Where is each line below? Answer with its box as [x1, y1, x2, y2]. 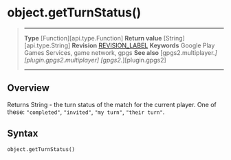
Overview [7, 82, 50, 94]
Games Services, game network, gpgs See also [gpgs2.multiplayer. [23, 48, 215, 56]
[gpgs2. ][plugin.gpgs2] [100, 56, 166, 64]
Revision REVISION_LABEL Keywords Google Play [71, 41, 215, 49]
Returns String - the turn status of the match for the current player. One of [7, 100, 217, 108]
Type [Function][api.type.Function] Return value [23, 34, 162, 42]
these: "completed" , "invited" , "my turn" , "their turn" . [7, 108, 165, 116]
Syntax [7, 128, 38, 139]
